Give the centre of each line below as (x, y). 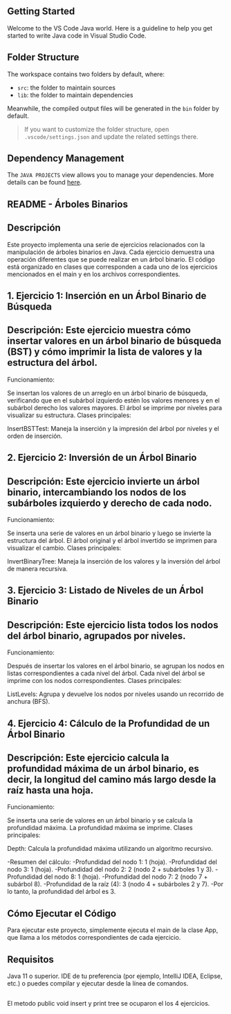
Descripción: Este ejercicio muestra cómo (99, 330)
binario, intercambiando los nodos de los (97, 492)
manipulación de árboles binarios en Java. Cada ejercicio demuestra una (111, 252)
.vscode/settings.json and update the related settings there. (111, 136)
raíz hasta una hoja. (50, 791)
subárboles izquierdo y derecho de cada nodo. (110, 503)
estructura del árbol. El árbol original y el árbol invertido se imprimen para (112, 541)
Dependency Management (66, 159)
